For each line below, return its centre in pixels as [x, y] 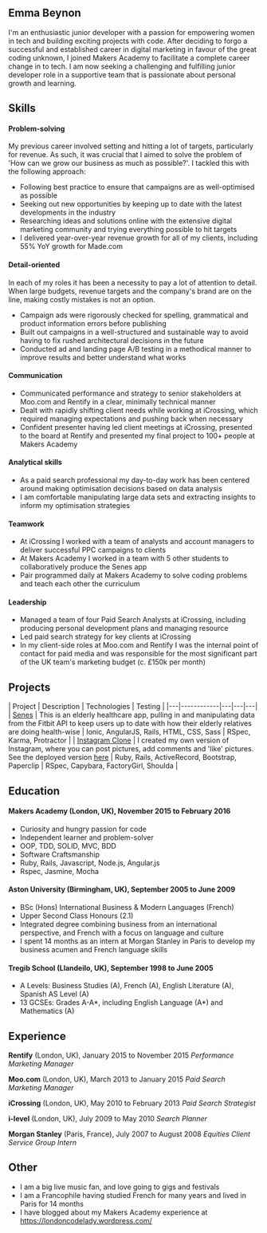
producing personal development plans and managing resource [124, 628]
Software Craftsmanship [60, 854]
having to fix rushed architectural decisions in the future [112, 340]
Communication [35, 376]
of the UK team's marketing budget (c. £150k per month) [112, 662]
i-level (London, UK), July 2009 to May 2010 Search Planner [108, 1119]
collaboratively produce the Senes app [83, 567]
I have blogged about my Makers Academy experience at [114, 1212]
